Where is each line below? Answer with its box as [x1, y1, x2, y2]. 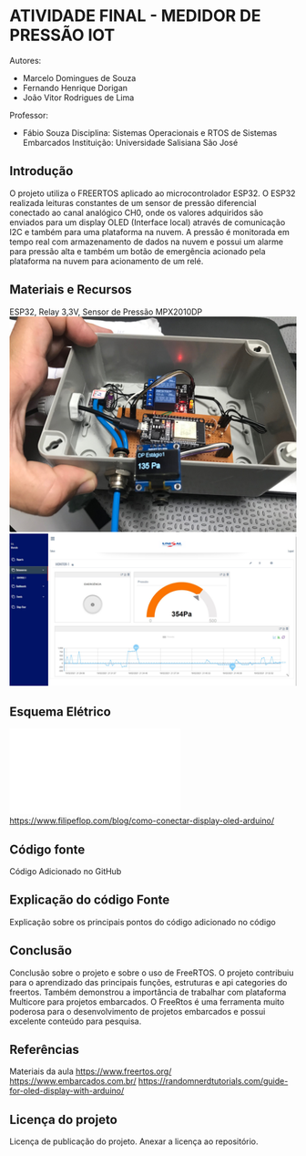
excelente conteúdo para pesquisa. [9, 1016, 142, 1027]
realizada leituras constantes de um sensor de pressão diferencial [9, 197, 257, 208]
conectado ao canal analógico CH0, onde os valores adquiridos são [9, 207, 264, 218]
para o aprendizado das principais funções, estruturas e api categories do [9, 976, 288, 987]
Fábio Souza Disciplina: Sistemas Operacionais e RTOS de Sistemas [22, 127, 278, 138]
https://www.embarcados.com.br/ [9, 1076, 137, 1087]
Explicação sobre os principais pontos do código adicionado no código [9, 916, 276, 927]
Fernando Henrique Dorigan [22, 82, 128, 93]
